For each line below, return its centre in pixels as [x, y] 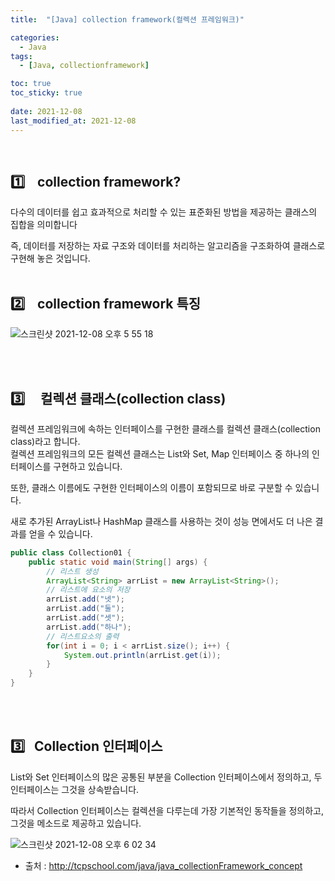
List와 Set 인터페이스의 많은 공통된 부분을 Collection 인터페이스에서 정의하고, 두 [166, 777]
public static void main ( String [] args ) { [118, 562]
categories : [35, 37]
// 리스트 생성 [72, 571]
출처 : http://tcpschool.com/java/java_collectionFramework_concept [163, 865]
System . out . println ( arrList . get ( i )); [142, 655]
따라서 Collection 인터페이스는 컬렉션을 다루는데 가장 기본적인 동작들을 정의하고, [167, 810]
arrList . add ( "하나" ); [89, 627]
